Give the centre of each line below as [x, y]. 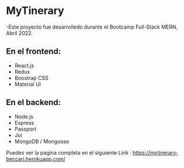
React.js [24, 65]
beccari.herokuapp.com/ [36, 159]
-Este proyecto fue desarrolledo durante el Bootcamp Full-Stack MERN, [92, 27]
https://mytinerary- [155, 152]
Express [24, 123]
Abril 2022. [20, 33]
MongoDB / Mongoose [42, 141]
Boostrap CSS [31, 78]
